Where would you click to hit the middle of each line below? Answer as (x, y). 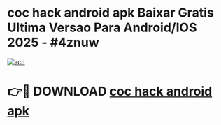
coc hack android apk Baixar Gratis (111, 13)
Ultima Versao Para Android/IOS (102, 28)
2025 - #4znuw (53, 43)
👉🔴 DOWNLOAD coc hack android (110, 91)
